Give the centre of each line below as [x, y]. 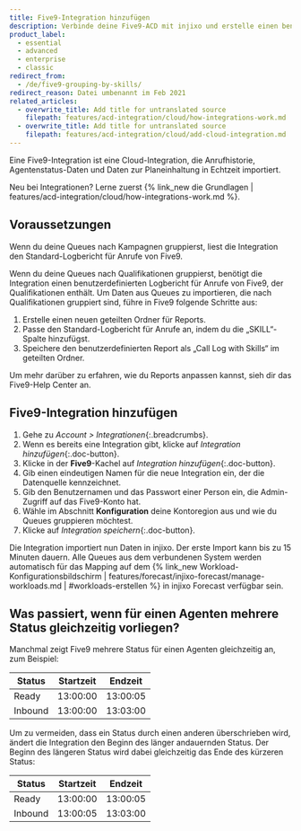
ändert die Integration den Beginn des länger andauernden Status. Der [139, 743]
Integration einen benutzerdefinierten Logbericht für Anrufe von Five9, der [146, 283]
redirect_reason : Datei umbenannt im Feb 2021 [98, 93]
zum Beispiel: [34, 659]
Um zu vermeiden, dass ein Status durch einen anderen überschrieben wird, [150, 733]
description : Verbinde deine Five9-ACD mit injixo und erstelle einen [144, 26]
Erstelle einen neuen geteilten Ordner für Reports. [114, 319]
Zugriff [35, 501]
